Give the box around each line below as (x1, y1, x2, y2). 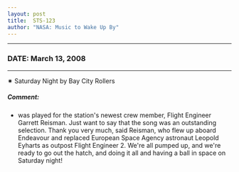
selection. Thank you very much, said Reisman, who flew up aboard (17, 126, 217, 134)
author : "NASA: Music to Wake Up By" (7, 23, 119, 31)
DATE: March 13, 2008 (7, 54, 86, 64)
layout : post (7, 10, 46, 18)
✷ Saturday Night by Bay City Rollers (7, 76, 115, 85)
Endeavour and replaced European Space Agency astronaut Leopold (17, 133, 219, 142)
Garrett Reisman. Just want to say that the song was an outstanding (17, 118, 217, 127)
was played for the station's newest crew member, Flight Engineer (17, 111, 212, 119)
